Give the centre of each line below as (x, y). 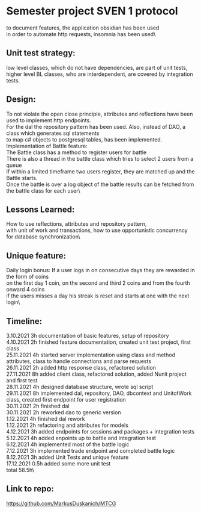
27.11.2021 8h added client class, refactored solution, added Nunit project (97, 374)
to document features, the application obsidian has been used (83, 28)
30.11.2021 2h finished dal (38, 406)
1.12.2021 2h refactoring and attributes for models (67, 425)
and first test (22, 380)
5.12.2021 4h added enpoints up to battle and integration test (81, 438)
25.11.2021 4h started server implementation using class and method (91, 355)
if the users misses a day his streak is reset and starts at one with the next (98, 296)
